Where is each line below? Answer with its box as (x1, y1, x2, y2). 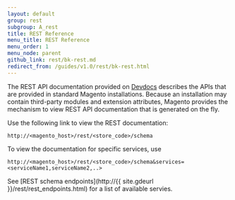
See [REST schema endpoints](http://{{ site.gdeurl (7, 177, 154, 185)
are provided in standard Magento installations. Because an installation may (7, 90, 227, 98)
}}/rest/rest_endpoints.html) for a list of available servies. (7, 184, 173, 193)
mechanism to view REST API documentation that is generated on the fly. (7, 105, 220, 113)
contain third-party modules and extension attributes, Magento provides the (7, 97, 228, 106)
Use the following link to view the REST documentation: (7, 118, 168, 127)
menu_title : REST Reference (7, 37, 90, 44)
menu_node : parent (7, 50, 61, 57)
